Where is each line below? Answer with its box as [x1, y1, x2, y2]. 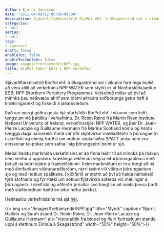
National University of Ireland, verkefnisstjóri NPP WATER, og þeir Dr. [5, 120, 144, 126]
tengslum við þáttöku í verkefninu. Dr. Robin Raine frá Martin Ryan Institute [5, 115, 155, 121]
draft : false [5, 48, 32, 53]
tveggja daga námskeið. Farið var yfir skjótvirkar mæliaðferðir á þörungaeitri [5, 130, 158, 136]
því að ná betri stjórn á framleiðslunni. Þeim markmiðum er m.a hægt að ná [5, 161, 155, 167]
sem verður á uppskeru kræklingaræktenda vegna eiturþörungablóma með [5, 156, 155, 161]
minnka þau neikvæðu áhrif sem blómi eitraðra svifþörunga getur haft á [5, 95, 148, 101]
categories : [5, 21, 29, 26]
